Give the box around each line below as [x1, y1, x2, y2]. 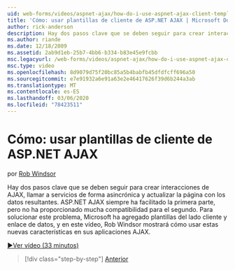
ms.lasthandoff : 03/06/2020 [7, 95, 90, 102]
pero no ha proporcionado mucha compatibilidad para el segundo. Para [7, 205, 213, 213]
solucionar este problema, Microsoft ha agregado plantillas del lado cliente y [7, 213, 227, 221]
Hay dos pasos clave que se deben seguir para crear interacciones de [7, 183, 210, 191]
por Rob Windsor [7, 169, 56, 178]
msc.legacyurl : [7, 56, 52, 63]
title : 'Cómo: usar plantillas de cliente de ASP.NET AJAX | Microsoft [7, 17, 220, 24]
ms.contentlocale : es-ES [7, 88, 80, 95]
